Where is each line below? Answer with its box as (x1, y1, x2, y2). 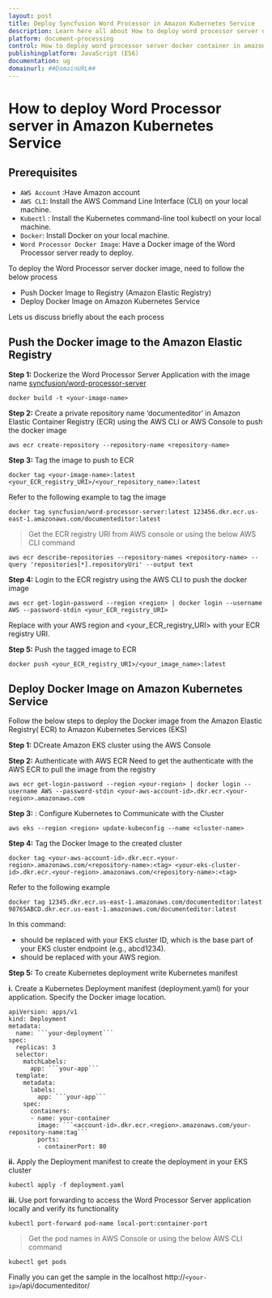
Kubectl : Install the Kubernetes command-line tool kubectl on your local (19, 213, 261, 223)
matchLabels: (23, 1058, 67, 1066)
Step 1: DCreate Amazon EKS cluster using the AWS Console (8, 740, 211, 750)
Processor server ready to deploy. (19, 248, 134, 257)
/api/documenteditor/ (19, 1281, 91, 1291)
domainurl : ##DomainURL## (8, 65, 96, 73)
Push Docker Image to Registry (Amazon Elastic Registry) (19, 287, 212, 297)
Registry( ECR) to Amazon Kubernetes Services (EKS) (8, 725, 188, 734)
